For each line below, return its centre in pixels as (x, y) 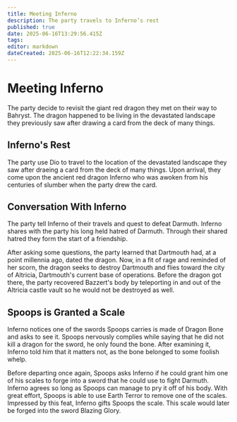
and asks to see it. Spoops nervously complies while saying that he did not (116, 337)
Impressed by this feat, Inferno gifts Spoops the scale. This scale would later (119, 403)
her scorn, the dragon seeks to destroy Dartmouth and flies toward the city (116, 268)
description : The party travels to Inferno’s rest (83, 20)
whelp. (17, 359)
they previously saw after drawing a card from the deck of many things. (111, 123)
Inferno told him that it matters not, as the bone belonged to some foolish (114, 352)
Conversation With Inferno (67, 207)
